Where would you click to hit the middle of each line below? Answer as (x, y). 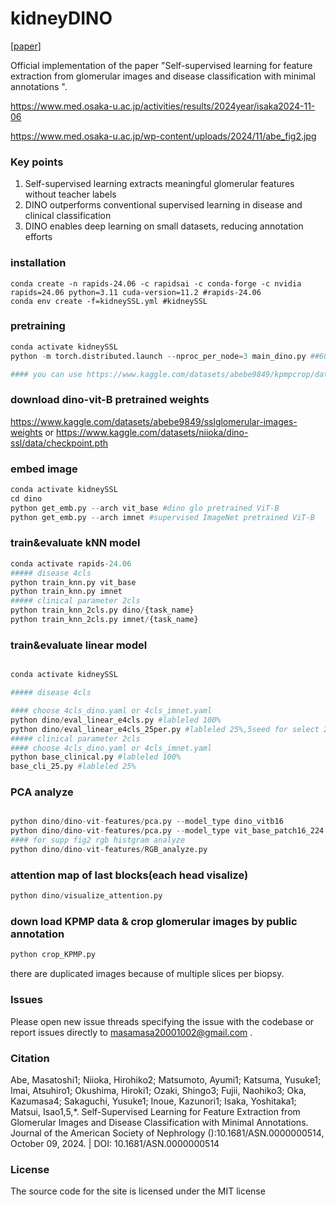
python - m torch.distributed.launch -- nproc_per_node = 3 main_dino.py (158, 356)
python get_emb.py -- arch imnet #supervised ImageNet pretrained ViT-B (162, 517)
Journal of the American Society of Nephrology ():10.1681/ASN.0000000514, (167, 1133)
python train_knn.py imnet (66, 592)
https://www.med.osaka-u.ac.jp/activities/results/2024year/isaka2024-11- (163, 106)
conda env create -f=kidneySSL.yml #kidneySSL (109, 301)
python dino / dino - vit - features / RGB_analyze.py (109, 850)
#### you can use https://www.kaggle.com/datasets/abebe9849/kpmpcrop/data (171, 374)
